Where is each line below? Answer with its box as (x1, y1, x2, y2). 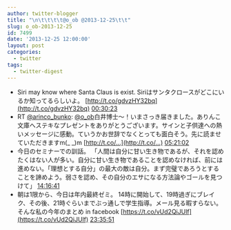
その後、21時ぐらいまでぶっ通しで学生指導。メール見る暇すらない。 (28, 198, 223, 207)
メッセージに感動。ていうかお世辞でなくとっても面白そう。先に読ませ (23, 129, 222, 138)
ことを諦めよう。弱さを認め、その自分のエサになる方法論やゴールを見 (17, 173, 217, 181)
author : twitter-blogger (7, 10, 79, 17)
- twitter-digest (13, 68, 63, 75)
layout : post (7, 42, 45, 49)
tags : (7, 61, 23, 68)
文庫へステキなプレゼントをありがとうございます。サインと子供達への (17, 121, 217, 129)
